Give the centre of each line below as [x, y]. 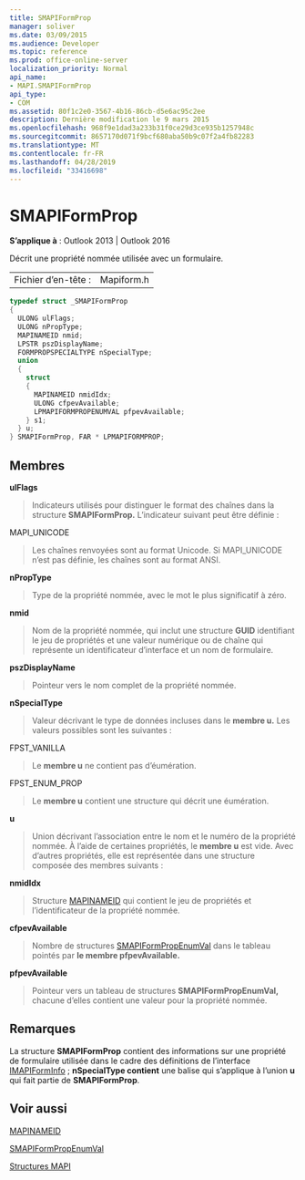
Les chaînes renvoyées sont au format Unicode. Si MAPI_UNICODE [157, 550]
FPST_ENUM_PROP [46, 783]
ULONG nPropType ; [51, 326]
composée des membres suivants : [97, 865]
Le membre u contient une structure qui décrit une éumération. [150, 801]
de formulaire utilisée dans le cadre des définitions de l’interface [130, 1061]
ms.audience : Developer [55, 43]
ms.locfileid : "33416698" [58, 171]
